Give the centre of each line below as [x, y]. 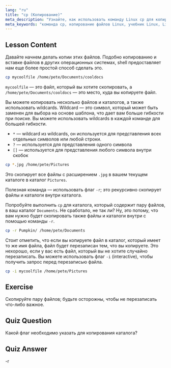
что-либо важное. [25, 305]
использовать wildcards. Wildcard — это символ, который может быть [82, 107]
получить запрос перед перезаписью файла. [54, 262]
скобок [20, 155]
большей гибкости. [26, 124]
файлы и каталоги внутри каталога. [44, 195]
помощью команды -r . [30, 221]
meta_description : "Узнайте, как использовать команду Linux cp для [79, 19]
